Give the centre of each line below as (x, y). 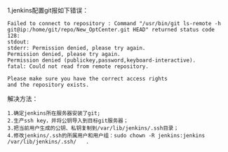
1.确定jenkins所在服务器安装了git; (54, 113)
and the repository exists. (48, 85)
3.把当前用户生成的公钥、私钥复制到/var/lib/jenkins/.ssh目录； (93, 128)
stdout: (19, 42)
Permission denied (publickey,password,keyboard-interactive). (102, 60)
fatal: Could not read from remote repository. (78, 67)
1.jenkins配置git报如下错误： (48, 10)
